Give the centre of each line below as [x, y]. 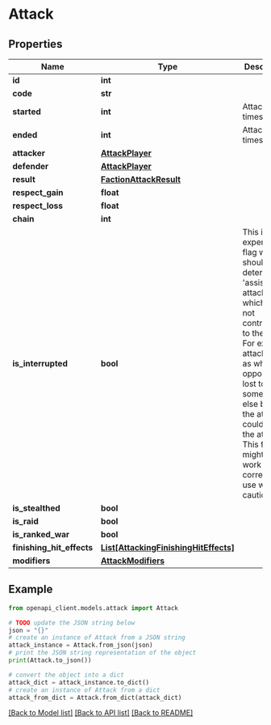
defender [31, 166]
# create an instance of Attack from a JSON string [97, 638]
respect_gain [38, 193]
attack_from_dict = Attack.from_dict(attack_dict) [95, 697]
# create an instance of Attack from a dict [84, 690]
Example [31, 589]
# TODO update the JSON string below [72, 623]
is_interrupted [40, 363]
